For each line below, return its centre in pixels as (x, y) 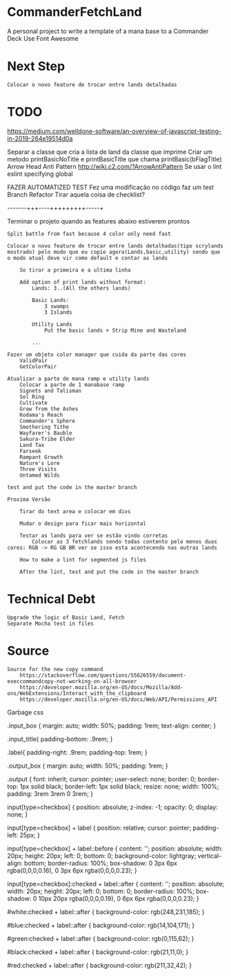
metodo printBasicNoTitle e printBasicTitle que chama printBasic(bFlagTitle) (114, 159)
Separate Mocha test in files (51, 624)
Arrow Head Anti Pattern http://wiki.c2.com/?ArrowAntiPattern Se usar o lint (114, 166)
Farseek (30, 451)
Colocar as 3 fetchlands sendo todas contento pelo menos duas (124, 541)
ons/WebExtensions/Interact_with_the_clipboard (77, 693)
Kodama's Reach (41, 415)
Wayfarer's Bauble (46, 433)
